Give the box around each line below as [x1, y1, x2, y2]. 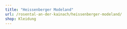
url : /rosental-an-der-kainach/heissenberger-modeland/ [5, 12, 122, 17]
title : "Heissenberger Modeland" [5, 7, 74, 12]
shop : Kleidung [5, 16, 36, 21]
